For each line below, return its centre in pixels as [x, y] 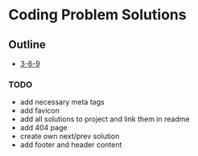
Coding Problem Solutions [97, 15]
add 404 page [43, 128]
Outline [27, 45]
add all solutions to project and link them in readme [105, 119]
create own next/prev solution [70, 136]
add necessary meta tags [62, 102]
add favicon [40, 111]
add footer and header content [71, 145]
